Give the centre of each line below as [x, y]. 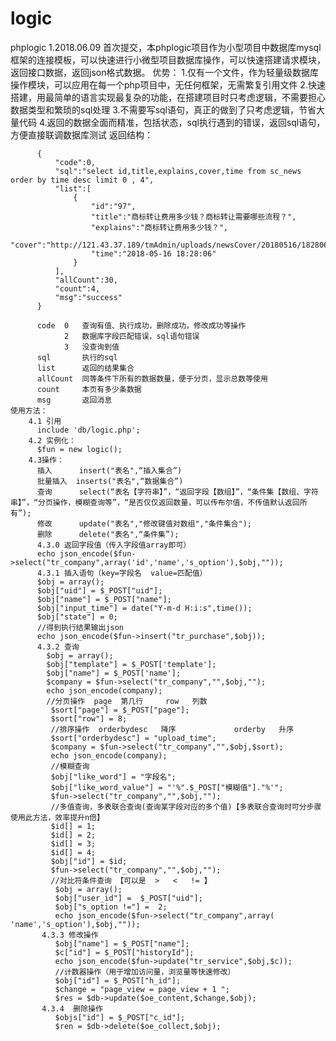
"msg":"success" [88, 297]
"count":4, [77, 288]
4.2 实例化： [52, 440]
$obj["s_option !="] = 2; [111, 907]
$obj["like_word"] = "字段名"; [113, 777]
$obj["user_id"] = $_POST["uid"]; [128, 898]
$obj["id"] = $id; [89, 861]
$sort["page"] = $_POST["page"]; [120, 710]
